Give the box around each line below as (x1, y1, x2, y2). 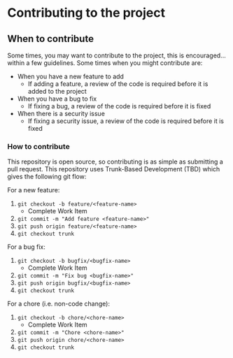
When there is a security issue (17, 110, 105, 117)
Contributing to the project (7, 5, 166, 21)
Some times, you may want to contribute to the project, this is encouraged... (7, 51, 226, 59)
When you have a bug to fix (17, 94, 97, 103)
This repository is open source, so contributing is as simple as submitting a (7, 157, 224, 166)
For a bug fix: (7, 243, 45, 251)
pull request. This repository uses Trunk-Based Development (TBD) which (7, 165, 220, 173)
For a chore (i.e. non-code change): (7, 299, 111, 308)
